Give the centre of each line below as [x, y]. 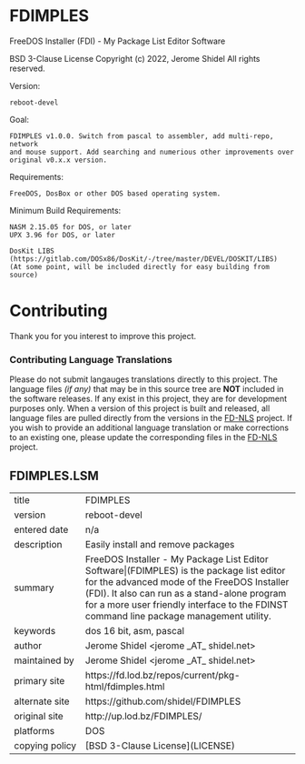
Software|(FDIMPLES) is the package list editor [185, 570]
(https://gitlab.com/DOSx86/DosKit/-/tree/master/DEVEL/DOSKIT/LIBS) [144, 259]
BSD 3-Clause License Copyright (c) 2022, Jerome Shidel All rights [135, 58]
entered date [41, 529]
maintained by [44, 660]
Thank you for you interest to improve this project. [103, 336]
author [28, 645]
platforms [34, 730]
